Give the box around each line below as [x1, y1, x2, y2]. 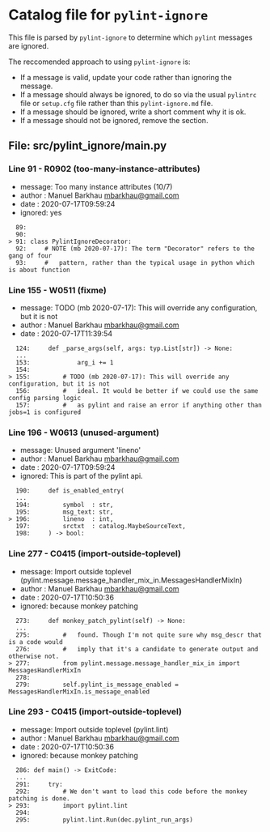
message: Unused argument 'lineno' [19, 446, 141, 455]
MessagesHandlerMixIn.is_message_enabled [8, 687, 150, 696]
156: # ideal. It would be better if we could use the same [15, 386, 259, 395]
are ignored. [8, 41, 49, 50]
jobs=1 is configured [8, 407, 82, 416]
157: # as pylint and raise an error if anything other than [15, 401, 263, 409]
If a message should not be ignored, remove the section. [19, 115, 209, 125]
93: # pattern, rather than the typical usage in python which [15, 258, 255, 267]
